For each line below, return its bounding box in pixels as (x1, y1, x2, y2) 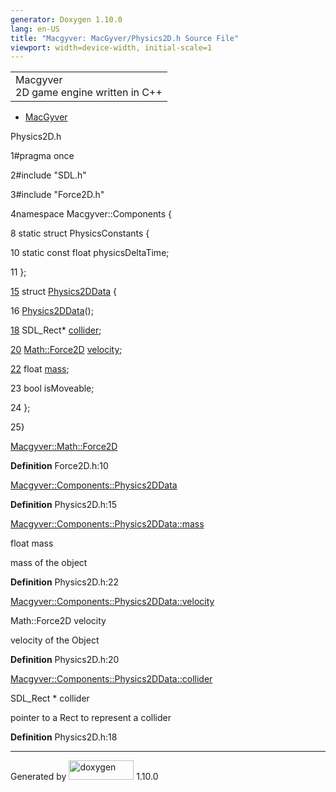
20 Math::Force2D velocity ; (10, 344, 123, 356)
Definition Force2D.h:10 (10, 460, 109, 472)
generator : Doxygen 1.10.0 (10, 14, 123, 25)
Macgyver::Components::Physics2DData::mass (10, 518, 205, 530)
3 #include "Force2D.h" (10, 189, 105, 201)
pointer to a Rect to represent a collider (10, 712, 172, 724)
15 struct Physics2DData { (10, 286, 118, 298)
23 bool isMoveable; (10, 382, 95, 395)
